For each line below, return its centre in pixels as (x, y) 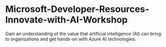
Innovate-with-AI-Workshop (67, 20)
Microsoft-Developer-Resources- (77, 9)
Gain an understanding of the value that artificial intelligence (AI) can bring (83, 33)
